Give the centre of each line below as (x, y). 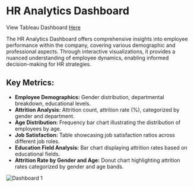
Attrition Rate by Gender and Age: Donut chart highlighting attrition (98, 160)
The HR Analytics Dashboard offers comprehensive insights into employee (97, 39)
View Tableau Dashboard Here (44, 27)
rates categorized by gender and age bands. (69, 166)
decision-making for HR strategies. (49, 64)
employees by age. (38, 128)
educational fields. (37, 154)
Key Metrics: (30, 83)
